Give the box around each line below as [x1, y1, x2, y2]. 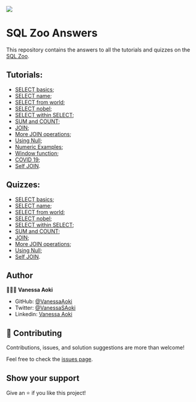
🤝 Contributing [6, 328, 62, 338]
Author [6, 270, 33, 280]
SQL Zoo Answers [6, 26, 98, 40]
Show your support [6, 373, 80, 383]
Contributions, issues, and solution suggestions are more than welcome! [6, 344, 185, 351]
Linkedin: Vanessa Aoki [14, 311, 73, 318]
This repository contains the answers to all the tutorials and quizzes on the [6, 46, 191, 53]
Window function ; [14, 149, 59, 157]
